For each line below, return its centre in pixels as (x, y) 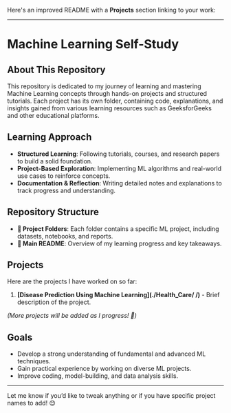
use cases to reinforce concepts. (64, 176)
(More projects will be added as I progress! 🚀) (72, 316)
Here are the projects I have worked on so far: (72, 281)
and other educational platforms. (53, 115)
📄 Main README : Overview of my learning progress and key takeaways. (119, 243)
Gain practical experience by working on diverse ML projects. (104, 369)
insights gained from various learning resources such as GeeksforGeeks (109, 108)
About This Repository (56, 69)
